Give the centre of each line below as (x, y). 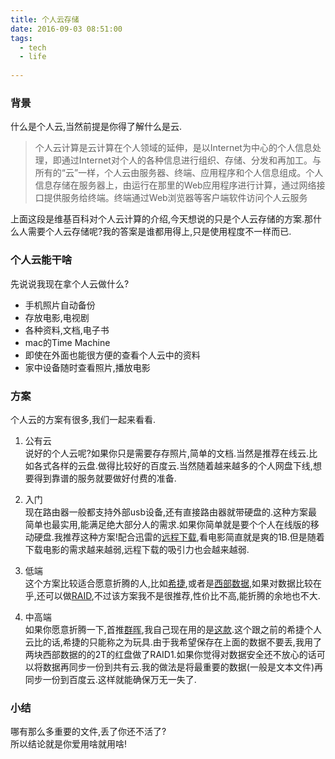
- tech (33, 47)
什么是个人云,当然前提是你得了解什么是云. (96, 127)
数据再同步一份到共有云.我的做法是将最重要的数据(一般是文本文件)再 (183, 667)
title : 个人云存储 (45, 19)
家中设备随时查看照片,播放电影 (87, 367)
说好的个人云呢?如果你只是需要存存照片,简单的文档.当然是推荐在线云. (167, 453)
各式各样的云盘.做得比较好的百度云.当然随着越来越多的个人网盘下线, (173, 465)
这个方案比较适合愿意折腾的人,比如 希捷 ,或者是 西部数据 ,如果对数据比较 (168, 583)
